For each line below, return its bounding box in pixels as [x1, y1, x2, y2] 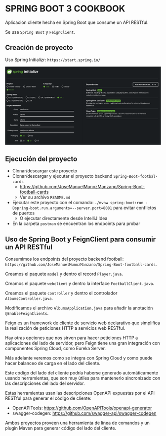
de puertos [12, 210, 35, 216]
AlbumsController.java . [5, 295, 53, 301]
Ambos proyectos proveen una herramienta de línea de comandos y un [5, 420, 150, 426]
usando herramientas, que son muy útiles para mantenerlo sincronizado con [5, 375, 161, 381]
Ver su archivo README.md [19, 194, 71, 200]
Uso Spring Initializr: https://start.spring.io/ [5, 57, 101, 63]
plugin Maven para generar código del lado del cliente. [5, 425, 117, 431]
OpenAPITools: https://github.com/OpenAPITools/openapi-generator [12, 405, 152, 411]
